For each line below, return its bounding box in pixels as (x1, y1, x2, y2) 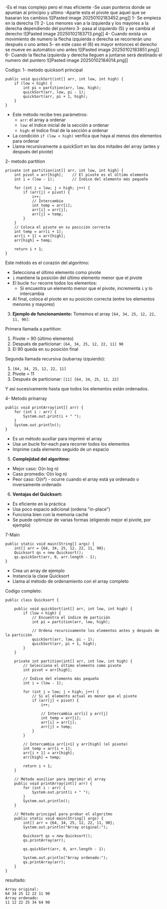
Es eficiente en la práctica (12, 501, 66, 507)
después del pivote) (12, 149, 53, 154)
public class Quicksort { (5, 598, 59, 603)
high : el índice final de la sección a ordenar (19, 127, 109, 133)
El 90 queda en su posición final (12, 346, 79, 352)
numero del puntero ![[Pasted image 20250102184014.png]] (5, 57, 128, 63)
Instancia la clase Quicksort (12, 573, 70, 579)
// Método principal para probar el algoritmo (14, 812, 113, 817)
